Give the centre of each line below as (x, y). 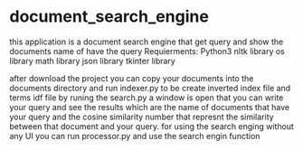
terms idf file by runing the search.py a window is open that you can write (147, 98)
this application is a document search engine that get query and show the (147, 42)
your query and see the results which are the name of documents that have (150, 107)
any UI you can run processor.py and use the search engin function (135, 136)
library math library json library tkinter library (93, 61)
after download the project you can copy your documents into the (132, 78)
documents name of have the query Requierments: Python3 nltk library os (147, 51)
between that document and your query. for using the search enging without (151, 126)
